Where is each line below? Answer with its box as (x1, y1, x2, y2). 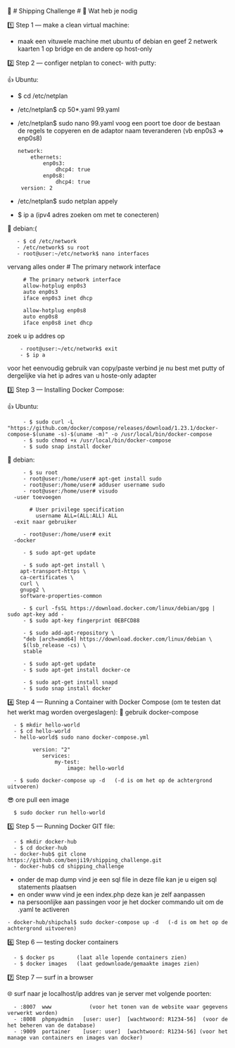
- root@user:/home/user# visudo (23, 488, 118, 495)
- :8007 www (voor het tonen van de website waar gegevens (13, 1004, 229, 1011)
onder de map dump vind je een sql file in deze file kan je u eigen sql (17, 875, 217, 884)
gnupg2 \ (20, 586, 46, 593)
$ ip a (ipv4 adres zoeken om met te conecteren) (17, 211, 160, 218)
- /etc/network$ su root (16, 244, 90, 251)
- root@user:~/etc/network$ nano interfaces (16, 250, 150, 257)
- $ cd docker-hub (13, 844, 68, 851)
